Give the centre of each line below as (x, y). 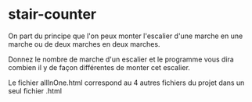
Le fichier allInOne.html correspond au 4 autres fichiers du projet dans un (126, 83)
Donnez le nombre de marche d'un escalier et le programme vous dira (121, 59)
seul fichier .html (35, 90)
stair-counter (52, 14)
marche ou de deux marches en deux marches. (84, 44)
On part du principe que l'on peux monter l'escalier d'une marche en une (126, 36)
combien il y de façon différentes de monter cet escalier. (99, 67)
